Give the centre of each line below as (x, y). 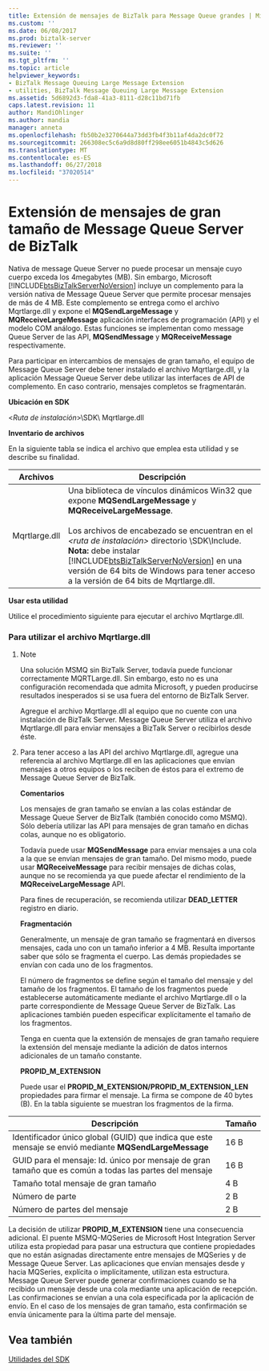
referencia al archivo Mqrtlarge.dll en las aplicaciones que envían (127, 761)
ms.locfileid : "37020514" (51, 173)
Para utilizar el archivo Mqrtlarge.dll (79, 637)
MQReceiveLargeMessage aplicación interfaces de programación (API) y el (134, 319)
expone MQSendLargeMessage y (132, 500)
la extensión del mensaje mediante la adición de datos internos (124, 1048)
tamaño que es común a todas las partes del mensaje (112, 1170)
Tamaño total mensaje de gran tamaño (84, 1183)
